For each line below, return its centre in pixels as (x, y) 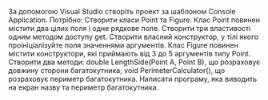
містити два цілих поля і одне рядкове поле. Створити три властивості (130, 28)
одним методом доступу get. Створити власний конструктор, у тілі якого (134, 37)
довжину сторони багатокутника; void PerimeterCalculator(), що (117, 70)
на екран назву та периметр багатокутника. (84, 87)
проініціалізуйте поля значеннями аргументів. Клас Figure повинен (123, 45)
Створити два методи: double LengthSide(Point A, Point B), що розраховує (134, 62)
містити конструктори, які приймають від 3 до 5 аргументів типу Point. (130, 54)
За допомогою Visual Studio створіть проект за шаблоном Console (122, 12)
